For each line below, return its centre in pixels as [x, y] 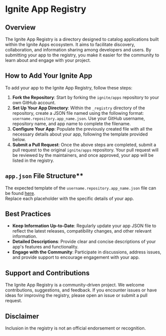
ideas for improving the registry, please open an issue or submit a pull [76, 295]
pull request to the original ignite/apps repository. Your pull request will [85, 150]
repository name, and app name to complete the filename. [72, 123]
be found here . [20, 193]
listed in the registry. [33, 160]
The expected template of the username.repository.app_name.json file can [81, 188]
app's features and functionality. [45, 247]
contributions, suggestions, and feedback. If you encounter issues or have [81, 290]
